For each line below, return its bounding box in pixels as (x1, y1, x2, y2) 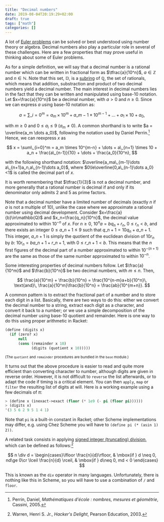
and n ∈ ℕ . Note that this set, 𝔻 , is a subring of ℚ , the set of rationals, (5, 75, 146, 81)
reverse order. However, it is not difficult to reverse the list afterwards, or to (5, 373, 156, 379)
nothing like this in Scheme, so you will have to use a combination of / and (5, 477, 155, 483)
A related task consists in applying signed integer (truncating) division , (5, 437, 147, 443)
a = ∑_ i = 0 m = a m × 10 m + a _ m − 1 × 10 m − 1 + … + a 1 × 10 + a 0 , (19, 111, 145, 119)
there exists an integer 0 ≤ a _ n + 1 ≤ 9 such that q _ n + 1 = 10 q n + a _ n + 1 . (5, 227, 151, 234)
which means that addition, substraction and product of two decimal (5, 81, 143, 87)
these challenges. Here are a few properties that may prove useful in (5, 50, 143, 55)
